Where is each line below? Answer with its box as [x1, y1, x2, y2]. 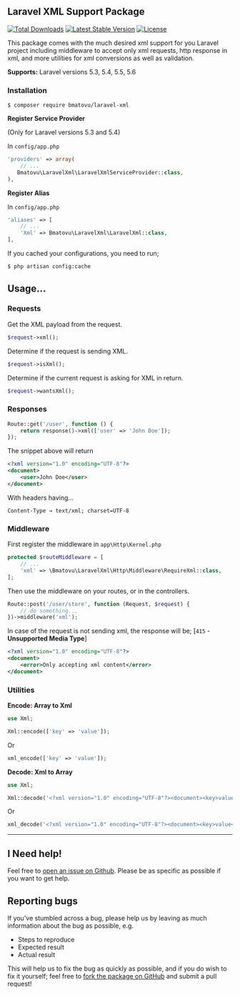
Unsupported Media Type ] [7, 634, 87, 643]
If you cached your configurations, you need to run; [7, 249, 159, 258]
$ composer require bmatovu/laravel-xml [7, 102, 130, 109]
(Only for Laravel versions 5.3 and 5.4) [7, 128, 121, 137]
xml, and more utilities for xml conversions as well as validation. [7, 54, 195, 62]
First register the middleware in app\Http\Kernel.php [7, 540, 162, 549]
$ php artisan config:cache [7, 263, 91, 270]
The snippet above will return [7, 447, 94, 455]
